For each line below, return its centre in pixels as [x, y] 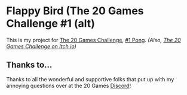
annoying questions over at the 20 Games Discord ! [69, 85]
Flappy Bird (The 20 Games [75, 11]
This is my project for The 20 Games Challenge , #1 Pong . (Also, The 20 [93, 40]
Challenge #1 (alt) [51, 23]
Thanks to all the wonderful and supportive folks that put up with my [90, 79]
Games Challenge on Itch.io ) [41, 46]
